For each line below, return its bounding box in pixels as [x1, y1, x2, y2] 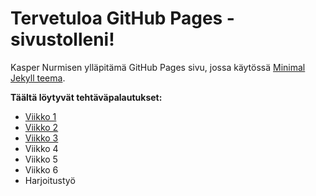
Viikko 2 [24, 121, 59, 133]
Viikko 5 [24, 153, 58, 165]
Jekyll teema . [10, 72, 66, 84]
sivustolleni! [10, 28, 115, 51]
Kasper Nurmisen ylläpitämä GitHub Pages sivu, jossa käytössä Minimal [10, 61, 306, 73]
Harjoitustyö [24, 174, 76, 186]
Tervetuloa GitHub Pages [10, 7, 223, 30]
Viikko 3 [24, 132, 59, 144]
